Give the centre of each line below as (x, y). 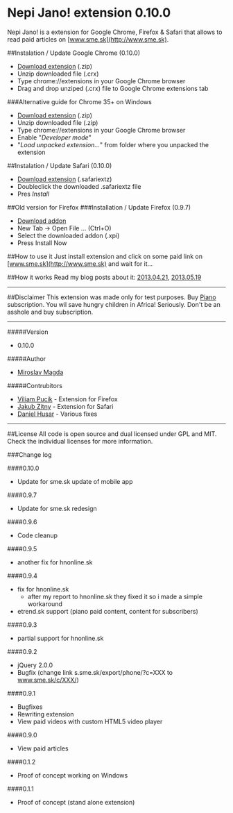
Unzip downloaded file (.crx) (58, 74)
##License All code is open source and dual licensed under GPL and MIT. (112, 434)
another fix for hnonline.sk (55, 562)
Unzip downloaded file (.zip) (58, 122)
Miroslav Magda (40, 372)
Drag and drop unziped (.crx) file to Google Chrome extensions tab (113, 88)
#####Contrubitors (35, 385)
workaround (45, 604)
